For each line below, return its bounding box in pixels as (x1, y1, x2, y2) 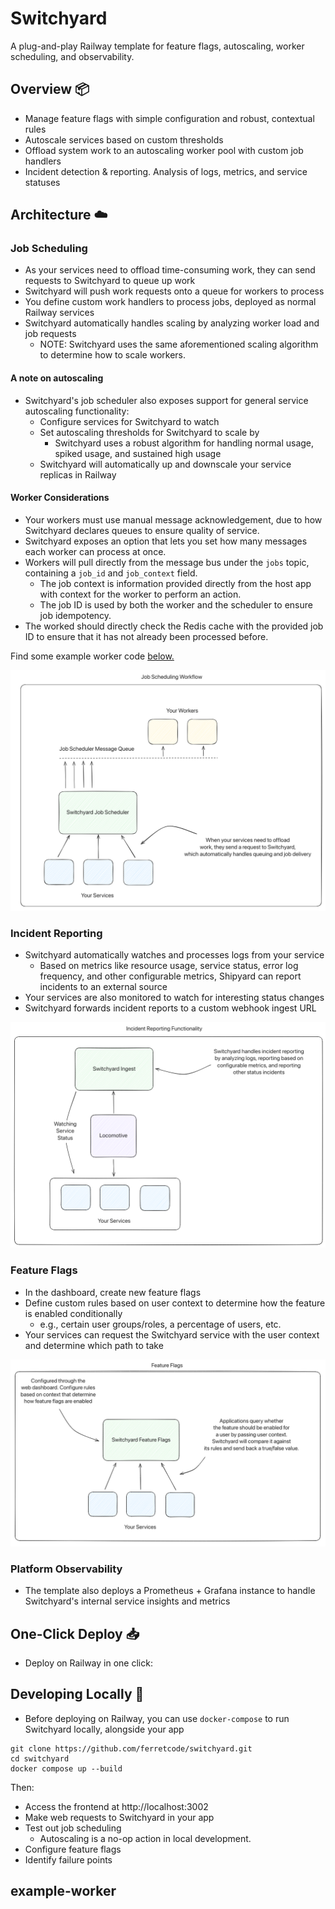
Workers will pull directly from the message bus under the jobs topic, (24, 556, 310, 568)
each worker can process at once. (24, 545, 167, 557)
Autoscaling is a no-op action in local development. (39, 1832, 252, 1844)
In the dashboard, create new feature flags (24, 1286, 202, 1298)
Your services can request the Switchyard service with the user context (24, 1328, 320, 1341)
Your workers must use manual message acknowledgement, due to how (24, 513, 323, 526)
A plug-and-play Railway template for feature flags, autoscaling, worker (10, 40, 305, 52)
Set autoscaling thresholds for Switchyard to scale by (39, 426, 260, 438)
